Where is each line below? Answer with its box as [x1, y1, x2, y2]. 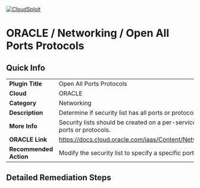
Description [9, 109, 43, 117]
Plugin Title [9, 80, 43, 87]
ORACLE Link [9, 136, 48, 143]
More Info [9, 122, 37, 130]
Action [9, 152, 29, 161]
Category [9, 99, 37, 107]
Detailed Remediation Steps [6, 173, 111, 183]
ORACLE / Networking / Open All [6, 27, 170, 40]
